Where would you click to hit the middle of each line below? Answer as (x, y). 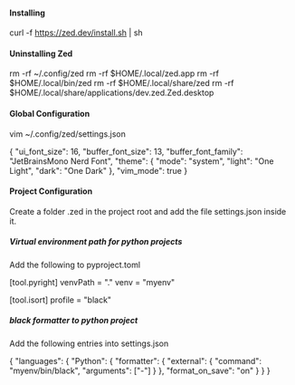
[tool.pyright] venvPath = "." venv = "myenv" (92, 282)
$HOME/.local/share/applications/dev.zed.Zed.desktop (112, 93)
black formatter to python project (74, 321)
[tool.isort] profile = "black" (60, 300)
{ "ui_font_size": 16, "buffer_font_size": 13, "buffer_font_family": (126, 151)
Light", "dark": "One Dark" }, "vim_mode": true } (99, 170)
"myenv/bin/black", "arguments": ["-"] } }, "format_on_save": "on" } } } (140, 371)
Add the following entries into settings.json (89, 343)
